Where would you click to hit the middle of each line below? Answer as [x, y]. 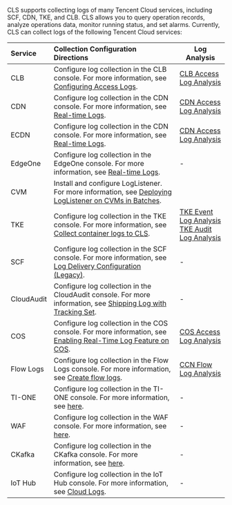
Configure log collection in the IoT [108, 474]
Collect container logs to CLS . [102, 233]
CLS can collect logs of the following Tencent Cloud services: [95, 32]
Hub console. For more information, [111, 483]
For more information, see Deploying [113, 192]
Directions [71, 58]
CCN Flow [196, 364]
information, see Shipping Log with [110, 303]
